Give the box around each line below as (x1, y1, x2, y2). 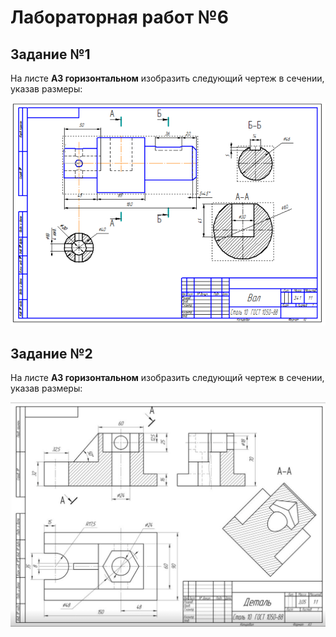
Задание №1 (10, 46, 91, 63)
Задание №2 (10, 345, 93, 362)
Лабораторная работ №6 (10, 6, 229, 29)
